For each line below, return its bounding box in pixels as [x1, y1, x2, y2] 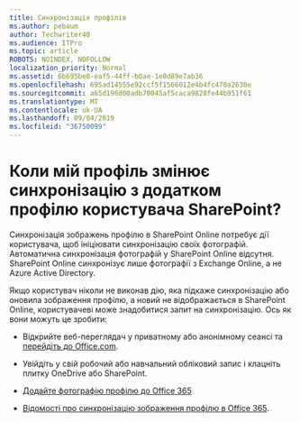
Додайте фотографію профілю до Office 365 [22, 385, 192, 396]
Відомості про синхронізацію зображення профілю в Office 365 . [22, 402, 270, 413]
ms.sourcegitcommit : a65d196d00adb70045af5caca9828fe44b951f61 [9, 88, 252, 97]
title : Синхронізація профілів [9, 13, 127, 23]
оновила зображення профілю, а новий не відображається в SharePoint [9, 294, 286, 305]
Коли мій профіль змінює [9, 161, 210, 181]
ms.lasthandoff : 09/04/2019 [9, 114, 115, 123]
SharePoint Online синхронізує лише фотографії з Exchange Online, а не [9, 258, 282, 269]
